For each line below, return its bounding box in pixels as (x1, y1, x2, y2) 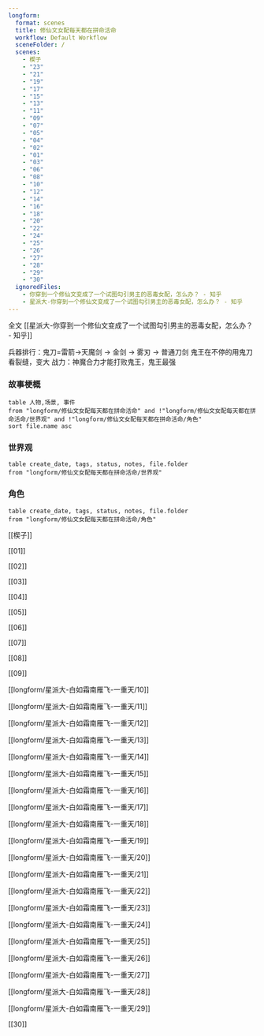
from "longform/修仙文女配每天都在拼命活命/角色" (8, 515, 157, 524)
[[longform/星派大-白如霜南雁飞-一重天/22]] (8, 886, 151, 895)
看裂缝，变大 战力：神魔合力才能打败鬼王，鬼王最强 (8, 357, 176, 366)
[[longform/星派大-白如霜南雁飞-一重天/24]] (8, 919, 151, 929)
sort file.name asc (8, 422, 73, 430)
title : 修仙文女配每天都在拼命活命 (15, 26, 117, 34)
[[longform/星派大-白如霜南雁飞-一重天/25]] (8, 937, 151, 946)
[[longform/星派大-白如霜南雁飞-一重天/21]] (8, 869, 150, 879)
